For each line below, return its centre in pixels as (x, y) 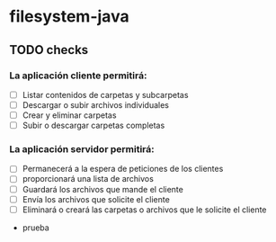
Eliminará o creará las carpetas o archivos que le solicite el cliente (144, 210)
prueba (36, 228)
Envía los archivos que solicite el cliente (96, 199)
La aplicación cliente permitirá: (78, 76)
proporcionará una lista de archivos (88, 179)
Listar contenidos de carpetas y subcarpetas (105, 94)
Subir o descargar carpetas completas (93, 125)
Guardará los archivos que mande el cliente (103, 189)
